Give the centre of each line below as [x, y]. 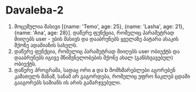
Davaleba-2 [35, 10]
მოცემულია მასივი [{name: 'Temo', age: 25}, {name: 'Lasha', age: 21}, [99, 26]
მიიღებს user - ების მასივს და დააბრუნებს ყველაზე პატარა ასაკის [96, 39]
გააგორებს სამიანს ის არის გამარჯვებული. [68, 82]
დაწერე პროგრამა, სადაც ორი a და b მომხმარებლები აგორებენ [95, 70]
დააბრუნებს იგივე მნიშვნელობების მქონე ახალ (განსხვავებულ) [94, 57]
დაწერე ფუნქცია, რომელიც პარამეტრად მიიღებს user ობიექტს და [97, 51]
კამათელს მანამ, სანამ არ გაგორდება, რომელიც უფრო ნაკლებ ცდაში [102, 76]
